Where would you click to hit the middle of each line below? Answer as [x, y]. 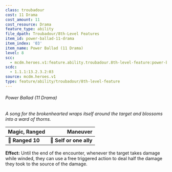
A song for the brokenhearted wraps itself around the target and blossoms [84, 114]
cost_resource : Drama [28, 24]
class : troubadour [25, 10]
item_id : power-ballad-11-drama [40, 39]
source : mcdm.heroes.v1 [31, 77]
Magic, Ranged [27, 132]
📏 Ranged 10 [24, 140]
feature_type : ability [29, 29]
